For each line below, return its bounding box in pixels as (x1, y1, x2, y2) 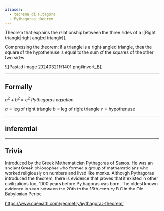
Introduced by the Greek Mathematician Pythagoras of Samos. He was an (5, 160, 153, 166)
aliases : (5, 7, 23, 12)
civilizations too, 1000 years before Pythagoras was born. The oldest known (5, 181, 158, 187)
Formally (5, 83, 33, 91)
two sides (5, 55, 25, 61)
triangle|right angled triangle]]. (5, 35, 67, 41)
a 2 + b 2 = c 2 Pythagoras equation (5, 96, 74, 103)
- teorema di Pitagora (9, 12, 56, 17)
